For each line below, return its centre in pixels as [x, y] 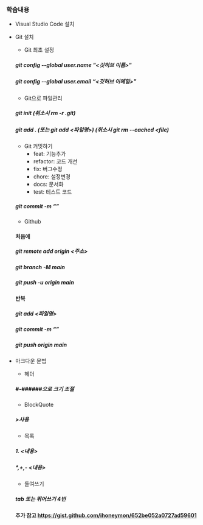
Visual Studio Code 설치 [45, 24]
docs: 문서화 [48, 184]
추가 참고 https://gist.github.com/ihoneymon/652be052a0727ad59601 [106, 515]
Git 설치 [24, 37]
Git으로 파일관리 [43, 98]
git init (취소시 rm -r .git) [45, 113]
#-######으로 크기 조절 [44, 389]
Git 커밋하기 [38, 146]
